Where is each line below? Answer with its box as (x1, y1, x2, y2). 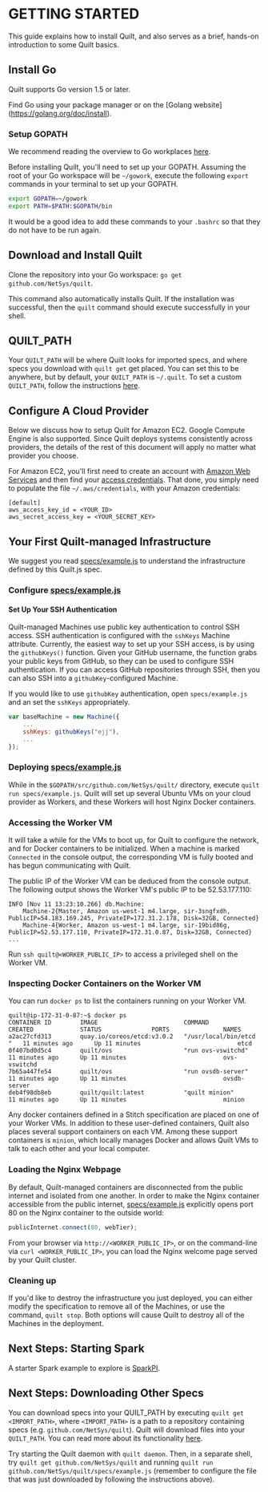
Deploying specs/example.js (8, 762, 122, 773)
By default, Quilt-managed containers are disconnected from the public (8, 1182, 244, 1191)
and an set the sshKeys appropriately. (8, 697, 130, 707)
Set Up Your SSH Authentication (8, 604, 118, 614)
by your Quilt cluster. (8, 1255, 78, 1264)
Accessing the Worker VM (8, 817, 113, 828)
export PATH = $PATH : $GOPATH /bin (8, 202, 113, 210)
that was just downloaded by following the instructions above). (8, 1474, 215, 1484)
